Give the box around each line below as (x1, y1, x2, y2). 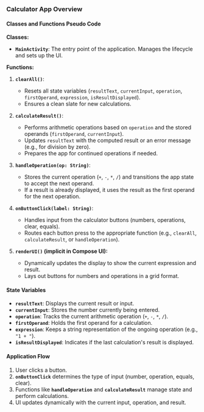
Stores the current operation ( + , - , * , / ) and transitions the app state (24, 173, 194, 181)
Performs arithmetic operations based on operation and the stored (24, 124, 192, 131)
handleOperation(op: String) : (15, 162, 91, 169)
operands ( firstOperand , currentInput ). (24, 130, 124, 138)
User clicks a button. (15, 366, 68, 374)
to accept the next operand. (24, 180, 94, 187)
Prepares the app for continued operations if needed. (24, 150, 158, 157)
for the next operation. (24, 193, 81, 200)
